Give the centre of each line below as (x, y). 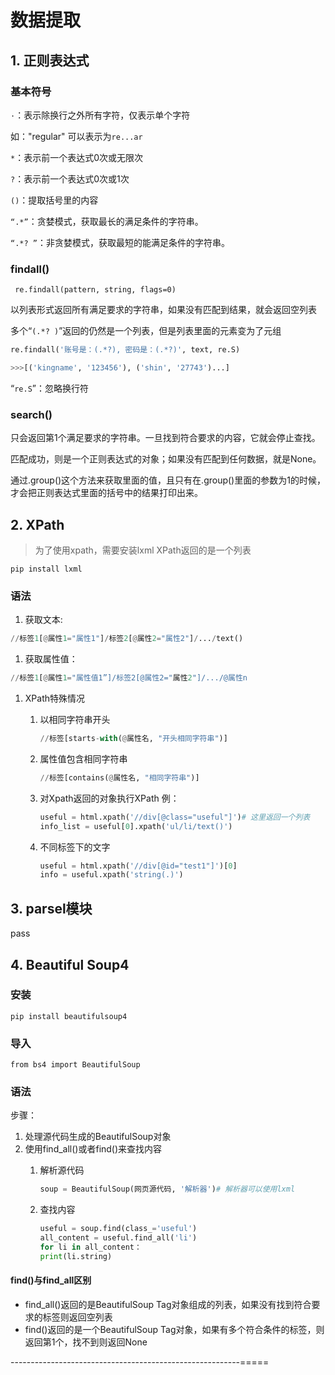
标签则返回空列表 (77, 1317)
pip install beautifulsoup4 (69, 1016)
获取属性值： (51, 659)
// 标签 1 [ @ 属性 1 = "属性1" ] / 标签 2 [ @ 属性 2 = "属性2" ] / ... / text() (127, 639)
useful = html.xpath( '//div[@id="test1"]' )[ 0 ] (138, 866)
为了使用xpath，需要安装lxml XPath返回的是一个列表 (143, 550)
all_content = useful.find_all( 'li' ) (118, 1238)
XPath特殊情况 (55, 698)
